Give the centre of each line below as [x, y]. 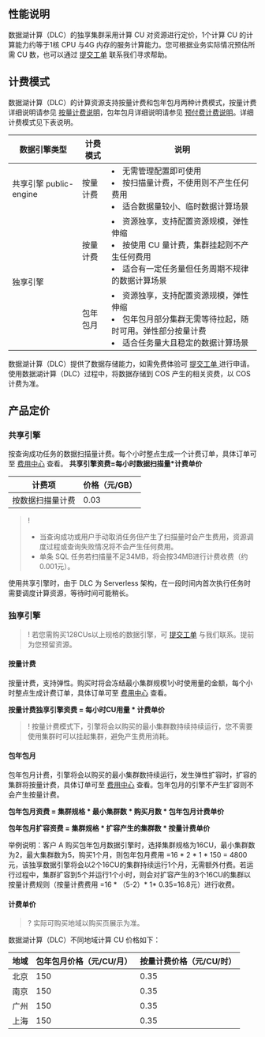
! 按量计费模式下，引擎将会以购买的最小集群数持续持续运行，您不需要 [140, 726]
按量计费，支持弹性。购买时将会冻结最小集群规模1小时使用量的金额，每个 [127, 683]
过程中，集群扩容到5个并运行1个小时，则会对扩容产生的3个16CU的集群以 [132, 875]
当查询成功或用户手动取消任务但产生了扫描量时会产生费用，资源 [143, 537]
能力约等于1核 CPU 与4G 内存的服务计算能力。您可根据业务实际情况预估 [131, 44]
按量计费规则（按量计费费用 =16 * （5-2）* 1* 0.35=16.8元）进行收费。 [123, 884]
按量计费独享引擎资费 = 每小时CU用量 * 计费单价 [87, 709]
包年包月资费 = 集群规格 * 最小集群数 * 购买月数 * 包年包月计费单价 [116, 812]
